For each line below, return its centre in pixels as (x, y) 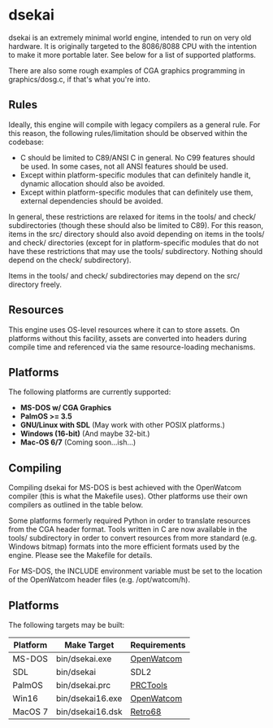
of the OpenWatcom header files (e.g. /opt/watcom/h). (100, 580)
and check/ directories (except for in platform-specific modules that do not (134, 243)
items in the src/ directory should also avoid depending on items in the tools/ (136, 234)
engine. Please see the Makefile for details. (80, 555)
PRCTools (149, 685)
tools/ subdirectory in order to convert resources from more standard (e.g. (133, 538)
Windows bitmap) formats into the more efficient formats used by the (124, 546)
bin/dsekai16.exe (89, 698)
